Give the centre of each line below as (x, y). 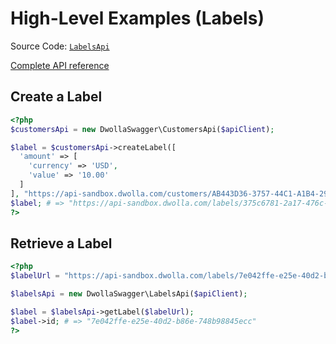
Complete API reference (60, 65)
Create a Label (56, 97)
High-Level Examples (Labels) (137, 18)
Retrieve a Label (61, 243)
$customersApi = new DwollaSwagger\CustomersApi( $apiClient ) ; (142, 129)
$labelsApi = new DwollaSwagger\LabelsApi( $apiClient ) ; (129, 294)
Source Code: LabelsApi (60, 46)
